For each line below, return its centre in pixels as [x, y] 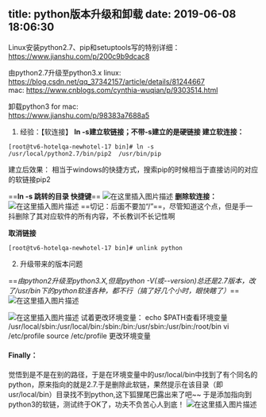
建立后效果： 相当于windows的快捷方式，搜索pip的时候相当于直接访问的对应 [133, 169]
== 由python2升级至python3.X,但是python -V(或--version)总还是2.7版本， [128, 280]
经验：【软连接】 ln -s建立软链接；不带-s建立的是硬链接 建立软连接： [132, 131]
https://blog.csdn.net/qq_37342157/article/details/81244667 [106, 81]
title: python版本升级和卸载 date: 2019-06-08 [122, 14]
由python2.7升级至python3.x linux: [65, 72]
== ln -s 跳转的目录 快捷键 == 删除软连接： [112, 196]
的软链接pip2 [30, 179]
